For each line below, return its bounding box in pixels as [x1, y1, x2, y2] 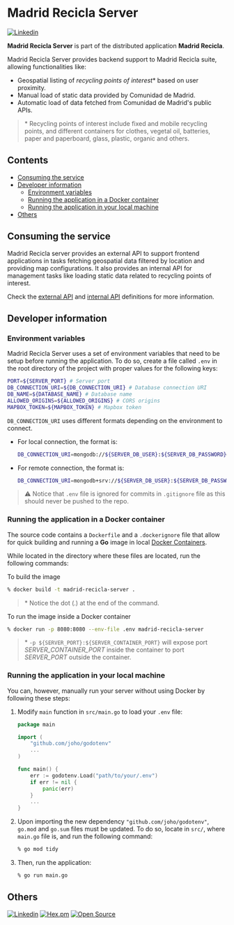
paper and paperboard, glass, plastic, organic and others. [24, 134, 190, 143]
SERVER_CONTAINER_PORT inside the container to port [24, 645, 185, 654]
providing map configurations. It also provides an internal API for [7, 264, 193, 272]
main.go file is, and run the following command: [17, 832, 153, 840]
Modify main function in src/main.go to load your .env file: [17, 708, 183, 716]
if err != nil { [30, 778, 77, 786]
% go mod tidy [17, 846, 58, 853]
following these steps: [7, 694, 71, 702]
